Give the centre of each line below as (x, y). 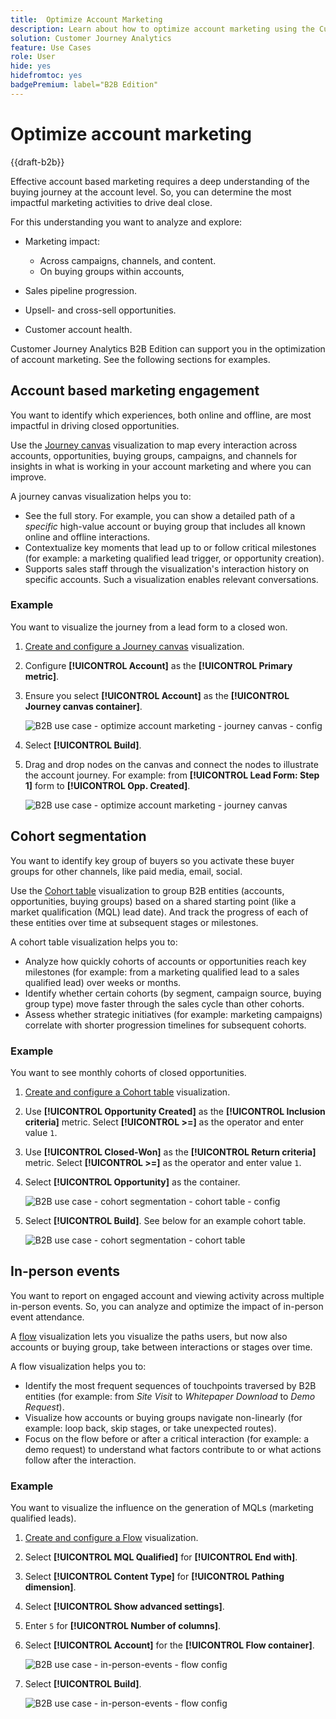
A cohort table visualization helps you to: (94, 942)
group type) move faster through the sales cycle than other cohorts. (164, 1003)
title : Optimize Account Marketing (86, 19)
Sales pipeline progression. (81, 290)
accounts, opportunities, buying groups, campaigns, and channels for (154, 455)
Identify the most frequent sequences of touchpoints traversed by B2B (170, 1385)
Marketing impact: (62, 241)
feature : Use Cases (51, 47)
